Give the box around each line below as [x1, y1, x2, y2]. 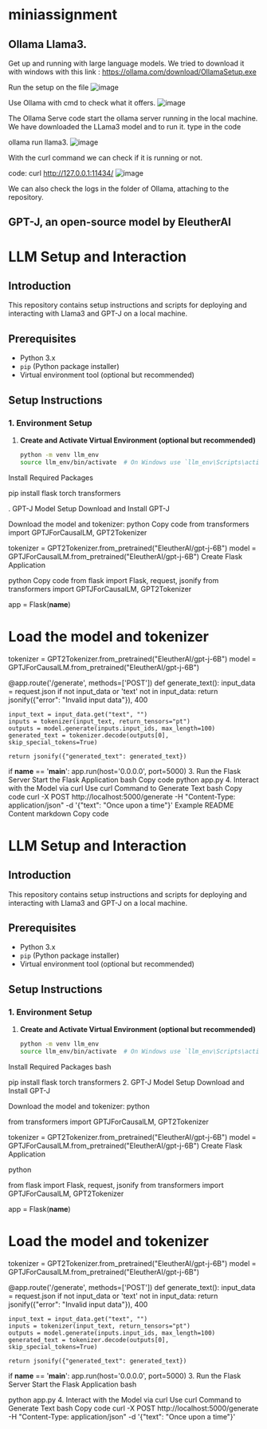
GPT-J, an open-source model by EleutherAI [8, 216, 231, 229]
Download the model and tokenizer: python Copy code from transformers [8, 519, 249, 529]
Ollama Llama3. [8, 38, 88, 51]
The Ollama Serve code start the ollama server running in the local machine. [8, 113, 258, 123]
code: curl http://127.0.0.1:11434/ [8, 169, 114, 177]
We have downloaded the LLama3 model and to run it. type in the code [8, 122, 241, 131]
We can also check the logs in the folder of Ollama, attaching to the [8, 184, 230, 193]
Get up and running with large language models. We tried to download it [8, 58, 245, 68]
